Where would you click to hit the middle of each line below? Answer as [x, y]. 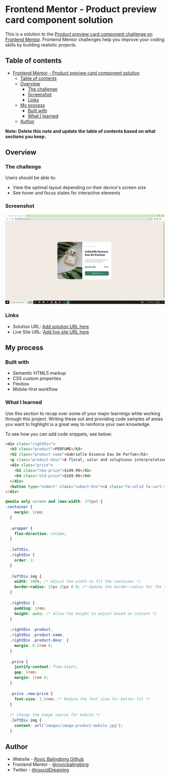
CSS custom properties [37, 378]
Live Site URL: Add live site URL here [51, 332]
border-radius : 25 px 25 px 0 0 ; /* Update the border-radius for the [88, 587]
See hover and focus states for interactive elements [66, 193]
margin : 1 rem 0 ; [32, 678]
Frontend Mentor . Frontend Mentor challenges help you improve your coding [85, 39]
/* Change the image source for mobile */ [55, 715]
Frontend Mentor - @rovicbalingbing [51, 764]
